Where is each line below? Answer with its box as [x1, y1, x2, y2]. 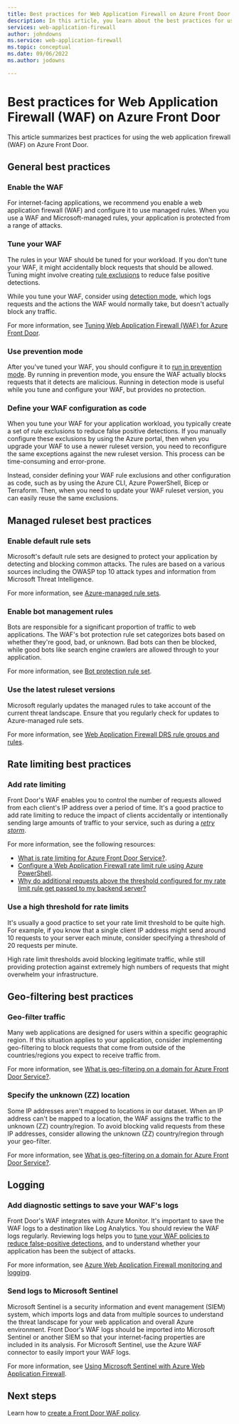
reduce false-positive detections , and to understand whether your [7, 1239, 201, 1248]
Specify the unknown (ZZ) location [7, 1090, 130, 1100]
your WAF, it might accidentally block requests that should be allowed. [7, 263, 213, 271]
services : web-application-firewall [7, 24, 116, 31]
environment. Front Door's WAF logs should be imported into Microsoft [7, 1325, 215, 1333]
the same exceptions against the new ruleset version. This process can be [7, 450, 225, 458]
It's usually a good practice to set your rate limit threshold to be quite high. [7, 918, 225, 926]
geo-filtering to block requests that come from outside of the [7, 1044, 186, 1052]
